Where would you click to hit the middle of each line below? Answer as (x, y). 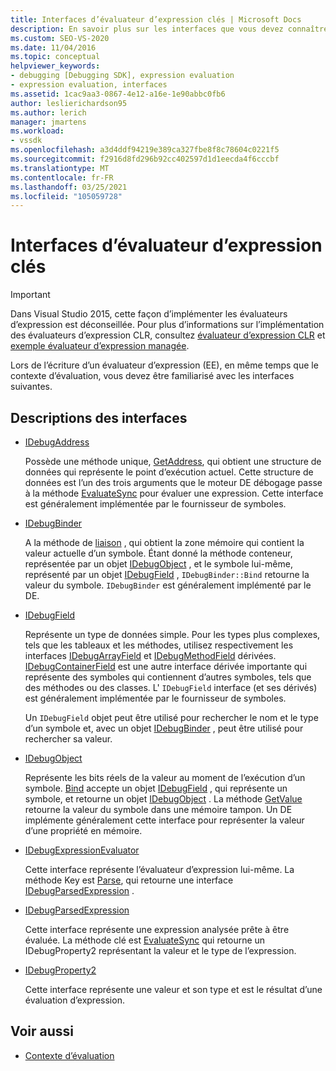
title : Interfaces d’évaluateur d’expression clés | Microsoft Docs (156, 19)
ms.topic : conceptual (55, 57)
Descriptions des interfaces (99, 417)
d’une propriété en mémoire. (83, 830)
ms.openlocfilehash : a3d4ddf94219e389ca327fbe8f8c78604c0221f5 (145, 150)
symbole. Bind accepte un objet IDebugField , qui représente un (156, 788)
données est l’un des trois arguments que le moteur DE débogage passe (173, 482)
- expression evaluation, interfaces (89, 85)
